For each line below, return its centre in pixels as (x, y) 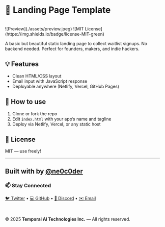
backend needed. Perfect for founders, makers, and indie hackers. (72, 49)
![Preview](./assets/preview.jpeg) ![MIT (45, 28)
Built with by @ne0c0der (44, 171)
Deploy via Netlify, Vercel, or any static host (56, 124)
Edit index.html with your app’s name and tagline (62, 119)
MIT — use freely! (23, 151)
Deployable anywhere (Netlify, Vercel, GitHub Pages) (66, 86)
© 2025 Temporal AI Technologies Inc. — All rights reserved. (68, 219)
